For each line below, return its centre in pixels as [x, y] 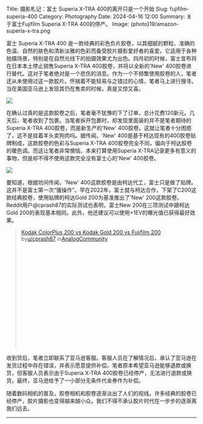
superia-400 [22, 16]
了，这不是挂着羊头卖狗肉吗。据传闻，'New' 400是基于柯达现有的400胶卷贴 [101, 135]
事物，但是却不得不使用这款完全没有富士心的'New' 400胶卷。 [83, 158]
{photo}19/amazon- [155, 24]
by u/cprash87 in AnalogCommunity [64, 239]
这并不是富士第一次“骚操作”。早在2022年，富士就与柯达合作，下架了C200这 [101, 190]
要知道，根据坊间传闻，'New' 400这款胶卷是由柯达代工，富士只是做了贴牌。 [101, 182]
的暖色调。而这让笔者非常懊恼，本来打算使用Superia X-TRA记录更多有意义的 [101, 151]
